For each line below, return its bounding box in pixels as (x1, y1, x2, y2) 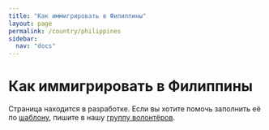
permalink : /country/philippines (8, 27, 122, 35)
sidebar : (8, 34, 38, 43)
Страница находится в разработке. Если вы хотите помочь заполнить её (8, 104, 261, 114)
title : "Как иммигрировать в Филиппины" (8, 11, 147, 20)
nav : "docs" (15, 42, 57, 50)
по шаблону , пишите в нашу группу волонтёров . (8, 113, 176, 123)
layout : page (8, 19, 53, 28)
